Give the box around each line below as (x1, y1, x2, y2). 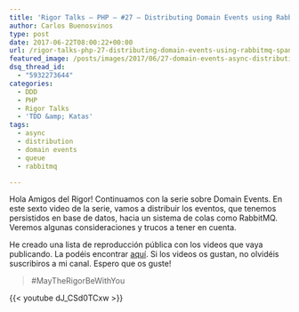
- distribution (17, 137, 74, 146)
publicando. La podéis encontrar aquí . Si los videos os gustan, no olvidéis (9, 249, 279, 260)
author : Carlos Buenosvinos (9, 21, 114, 30)
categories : (9, 79, 53, 88)
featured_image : (9, 54, 69, 63)
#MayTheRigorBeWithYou (30, 276, 125, 286)
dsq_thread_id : (9, 63, 66, 72)
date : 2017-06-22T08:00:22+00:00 (9, 37, 133, 47)
